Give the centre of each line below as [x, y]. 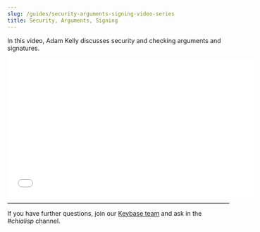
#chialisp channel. [34, 221]
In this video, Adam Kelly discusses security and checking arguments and [114, 40]
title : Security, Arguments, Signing [63, 20]
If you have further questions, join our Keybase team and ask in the [105, 213]
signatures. [24, 48]
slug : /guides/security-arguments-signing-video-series [91, 14]
